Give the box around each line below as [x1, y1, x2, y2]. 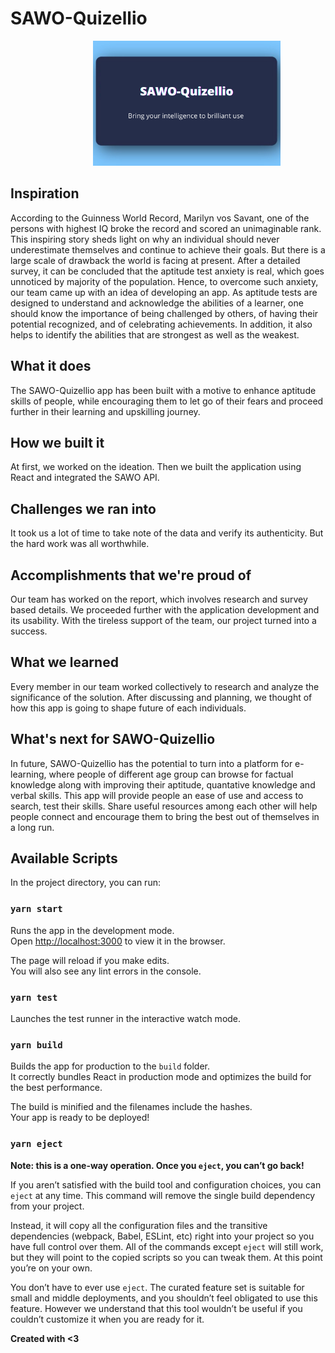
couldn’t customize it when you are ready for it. [10, 1313, 205, 1325]
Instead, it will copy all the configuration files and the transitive [10, 1219, 268, 1231]
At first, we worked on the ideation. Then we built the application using [10, 461, 302, 473]
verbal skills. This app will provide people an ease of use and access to [10, 789, 304, 801]
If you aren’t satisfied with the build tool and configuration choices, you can [10, 1178, 322, 1191]
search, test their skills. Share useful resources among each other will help [10, 800, 318, 812]
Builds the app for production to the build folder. [10, 1060, 211, 1072]
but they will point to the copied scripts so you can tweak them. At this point [10, 1251, 323, 1263]
